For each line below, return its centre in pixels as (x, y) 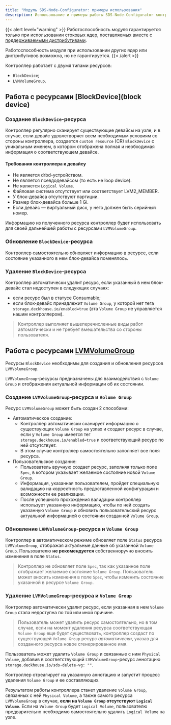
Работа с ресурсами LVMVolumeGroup (70, 351)
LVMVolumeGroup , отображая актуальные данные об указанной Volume (79, 546)
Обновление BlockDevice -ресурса (49, 241)
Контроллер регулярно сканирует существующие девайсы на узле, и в (83, 130)
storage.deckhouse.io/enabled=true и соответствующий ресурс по (92, 440)
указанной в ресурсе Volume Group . (56, 583)
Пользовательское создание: (45, 462)
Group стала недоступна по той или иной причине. (60, 612)
